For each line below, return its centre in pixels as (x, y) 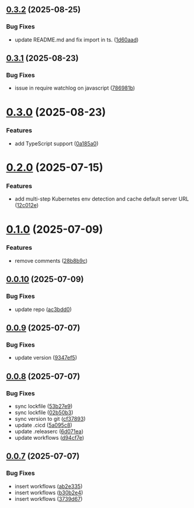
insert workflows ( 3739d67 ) (48, 499)
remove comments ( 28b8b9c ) (51, 261)
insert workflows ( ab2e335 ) (48, 486)
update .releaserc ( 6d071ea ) (49, 431)
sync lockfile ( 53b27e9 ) (43, 406)
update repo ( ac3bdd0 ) (43, 309)
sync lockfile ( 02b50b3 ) (44, 412)
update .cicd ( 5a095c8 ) (43, 425)
